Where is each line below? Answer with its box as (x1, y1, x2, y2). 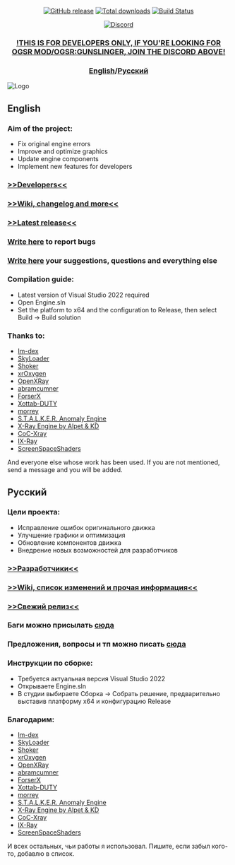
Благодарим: (7, 714, 55, 724)
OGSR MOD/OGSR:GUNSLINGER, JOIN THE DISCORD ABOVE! (11, 47, 226, 57)
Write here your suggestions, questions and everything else (7, 255, 217, 265)
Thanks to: (7, 331, 45, 341)
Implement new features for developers (17, 162, 133, 170)
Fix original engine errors (17, 139, 91, 148)
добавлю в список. (17, 849, 75, 858)
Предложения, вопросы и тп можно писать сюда (7, 640, 186, 649)
